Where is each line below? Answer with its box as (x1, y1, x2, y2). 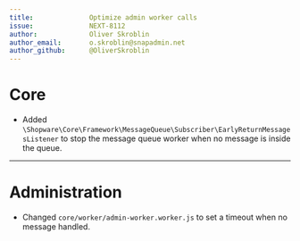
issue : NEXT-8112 (9, 21, 126, 30)
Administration (9, 182, 122, 203)
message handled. (21, 221, 91, 232)
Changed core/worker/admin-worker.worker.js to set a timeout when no (21, 212, 288, 222)
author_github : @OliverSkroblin (9, 46, 150, 55)
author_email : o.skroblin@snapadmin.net (9, 37, 186, 47)
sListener (21, 135, 60, 144)
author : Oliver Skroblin (9, 29, 150, 38)
